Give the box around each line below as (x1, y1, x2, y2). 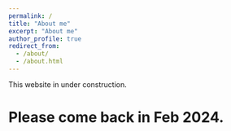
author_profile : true (8, 34, 82, 43)
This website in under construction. (8, 79, 128, 90)
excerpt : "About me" (8, 27, 79, 35)
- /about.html (15, 58, 63, 66)
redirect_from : (8, 42, 60, 50)
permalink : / (8, 11, 53, 20)
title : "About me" (8, 20, 71, 28)
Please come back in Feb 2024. (8, 108, 224, 127)
